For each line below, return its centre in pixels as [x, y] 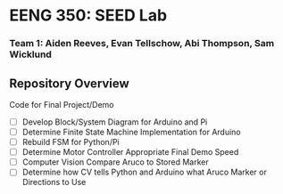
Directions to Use [54, 182]
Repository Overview [69, 83]
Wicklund [30, 54]
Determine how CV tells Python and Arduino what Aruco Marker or [145, 172]
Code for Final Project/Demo [62, 104]
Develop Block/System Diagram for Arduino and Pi [115, 122]
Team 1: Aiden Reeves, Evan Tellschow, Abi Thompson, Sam [142, 44]
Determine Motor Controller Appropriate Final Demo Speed [130, 152]
